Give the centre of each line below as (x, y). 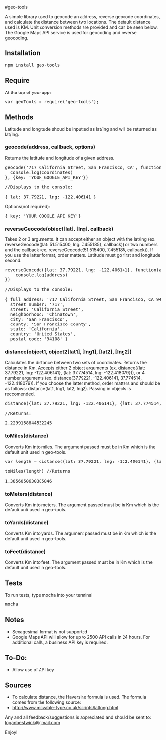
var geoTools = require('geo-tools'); (52, 102)
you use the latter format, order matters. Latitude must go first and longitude (83, 255)
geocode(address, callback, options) (50, 147)
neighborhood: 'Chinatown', (44, 314)
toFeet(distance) (25, 552)
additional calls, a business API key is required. (60, 642)
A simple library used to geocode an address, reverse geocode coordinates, (83, 17)
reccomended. (20, 394)
